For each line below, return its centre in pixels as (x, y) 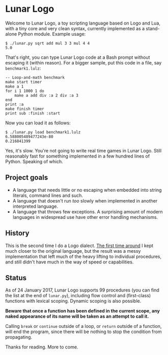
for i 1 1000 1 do (25, 91)
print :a (15, 104)
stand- (153, 28)
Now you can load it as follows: (38, 123)
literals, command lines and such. (48, 195)
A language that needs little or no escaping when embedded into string (87, 190)
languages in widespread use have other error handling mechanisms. (85, 217)
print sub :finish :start (33, 113)
